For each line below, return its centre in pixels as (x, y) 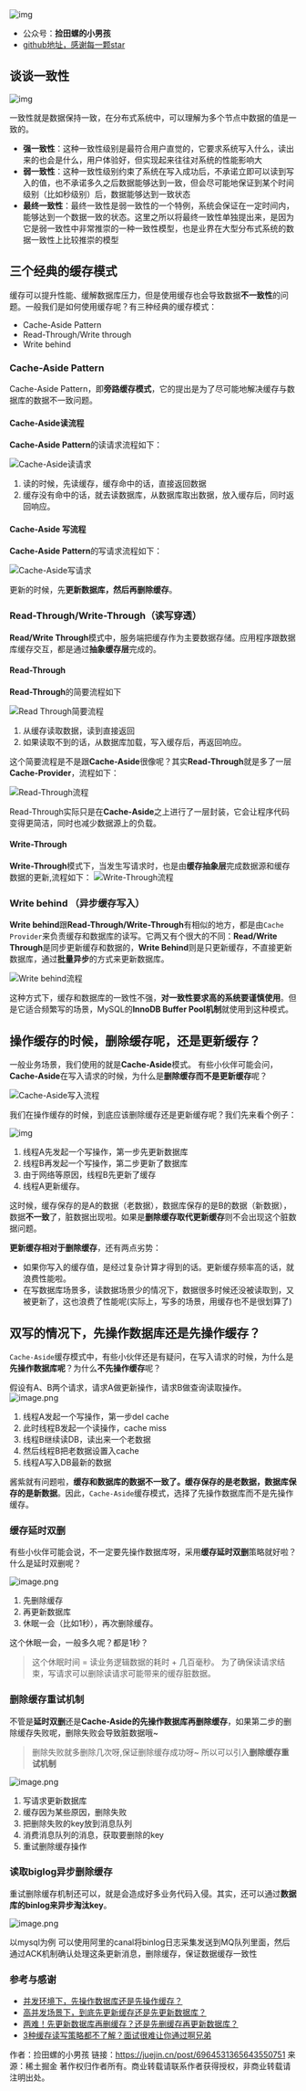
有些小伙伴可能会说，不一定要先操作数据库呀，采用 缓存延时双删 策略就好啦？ (153, 1552)
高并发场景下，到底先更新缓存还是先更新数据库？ (114, 2012)
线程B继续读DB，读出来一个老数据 (87, 1439)
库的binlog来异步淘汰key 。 (61, 1905)
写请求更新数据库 (55, 1801)
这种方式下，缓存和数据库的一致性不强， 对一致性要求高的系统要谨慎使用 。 (149, 998)
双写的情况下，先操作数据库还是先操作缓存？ (135, 1333)
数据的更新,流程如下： (51, 877)
